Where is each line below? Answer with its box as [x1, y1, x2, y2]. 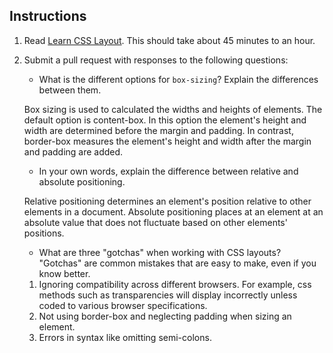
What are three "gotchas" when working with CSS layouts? [38, 246, 282, 258]
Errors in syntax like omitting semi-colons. [38, 331, 212, 343]
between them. [38, 84, 102, 96]
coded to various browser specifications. [38, 299, 208, 311]
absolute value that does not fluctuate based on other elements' [23, 216, 288, 228]
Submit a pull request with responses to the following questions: [23, 54, 289, 66]
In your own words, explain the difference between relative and [38, 165, 299, 177]
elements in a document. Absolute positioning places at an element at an [23, 205, 324, 218]
